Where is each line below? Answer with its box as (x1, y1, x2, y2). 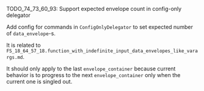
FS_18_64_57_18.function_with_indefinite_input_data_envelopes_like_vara (6, 48, 199, 54)
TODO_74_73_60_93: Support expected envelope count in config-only (6, 5, 182, 12)
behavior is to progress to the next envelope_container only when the (6, 72, 181, 78)
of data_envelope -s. (6, 30, 56, 37)
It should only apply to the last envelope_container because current (6, 65, 176, 72)
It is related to (6, 42, 41, 49)
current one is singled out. (6, 78, 73, 85)
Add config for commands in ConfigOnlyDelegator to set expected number (6, 24, 194, 30)
